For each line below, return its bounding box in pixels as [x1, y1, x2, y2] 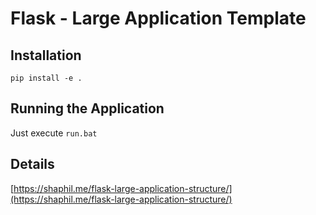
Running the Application [10, 100, 165, 117]
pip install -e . [10, 73, 83, 83]
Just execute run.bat [10, 127, 98, 139]
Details [10, 156, 55, 173]
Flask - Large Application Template [10, 7, 307, 30]
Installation [10, 47, 82, 64]
